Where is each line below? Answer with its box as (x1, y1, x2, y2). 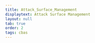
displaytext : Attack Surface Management (5, 12, 91, 17)
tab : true (5, 21, 26, 26)
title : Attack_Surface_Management (5, 7, 77, 12)
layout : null (5, 16, 32, 21)
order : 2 (5, 26, 23, 31)
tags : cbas (5, 30, 28, 35)
